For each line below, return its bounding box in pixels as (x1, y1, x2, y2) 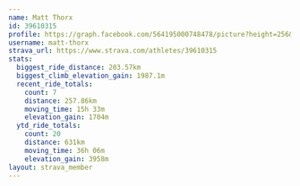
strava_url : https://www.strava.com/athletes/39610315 (8, 46, 218, 55)
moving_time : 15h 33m (24, 105, 105, 114)
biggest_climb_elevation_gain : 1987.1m (16, 72, 166, 80)
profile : (8, 30, 41, 38)
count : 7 (24, 88, 57, 97)
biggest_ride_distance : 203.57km (16, 63, 141, 72)
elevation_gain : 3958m (24, 154, 109, 164)
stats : (8, 55, 33, 63)
